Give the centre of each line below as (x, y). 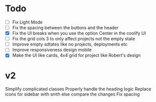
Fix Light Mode (27, 22)
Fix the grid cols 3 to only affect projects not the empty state (74, 39)
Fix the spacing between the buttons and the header (65, 28)
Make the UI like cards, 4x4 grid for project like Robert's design (77, 55)
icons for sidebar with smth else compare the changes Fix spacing (73, 94)
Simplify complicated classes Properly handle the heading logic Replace (78, 89)
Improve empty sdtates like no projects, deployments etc (70, 44)
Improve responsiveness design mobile (52, 50)
